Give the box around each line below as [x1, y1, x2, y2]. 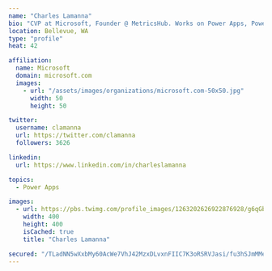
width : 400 [23, 213, 60, 221]
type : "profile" [8, 34, 63, 43]
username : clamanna [15, 124, 82, 132]
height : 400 [23, 220, 63, 228]
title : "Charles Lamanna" [23, 235, 111, 243]
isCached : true [23, 227, 74, 235]
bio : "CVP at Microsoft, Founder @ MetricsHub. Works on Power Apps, [8, 19, 249, 28]
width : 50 [29, 94, 63, 102]
